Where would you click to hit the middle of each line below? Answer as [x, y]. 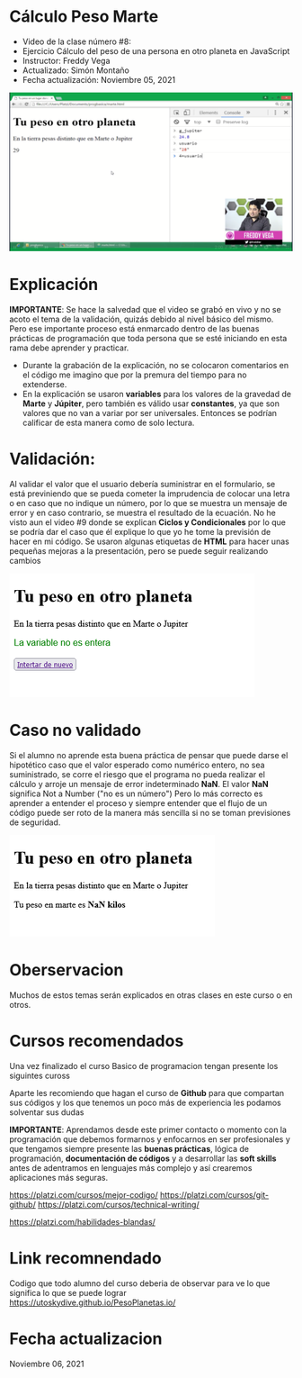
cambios [26, 560]
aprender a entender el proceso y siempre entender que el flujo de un [138, 802]
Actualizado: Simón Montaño [76, 70]
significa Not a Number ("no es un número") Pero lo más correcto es [136, 793]
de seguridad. [35, 822]
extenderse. [44, 384]
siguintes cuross [40, 1075]
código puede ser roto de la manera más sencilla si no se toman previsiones [150, 812]
